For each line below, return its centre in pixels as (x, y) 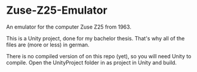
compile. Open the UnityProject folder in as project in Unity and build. (92, 62)
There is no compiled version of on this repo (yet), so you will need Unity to (99, 56)
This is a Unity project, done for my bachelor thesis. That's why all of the (96, 38)
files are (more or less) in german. (48, 45)
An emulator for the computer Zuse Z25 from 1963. (69, 27)
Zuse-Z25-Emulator (57, 10)
